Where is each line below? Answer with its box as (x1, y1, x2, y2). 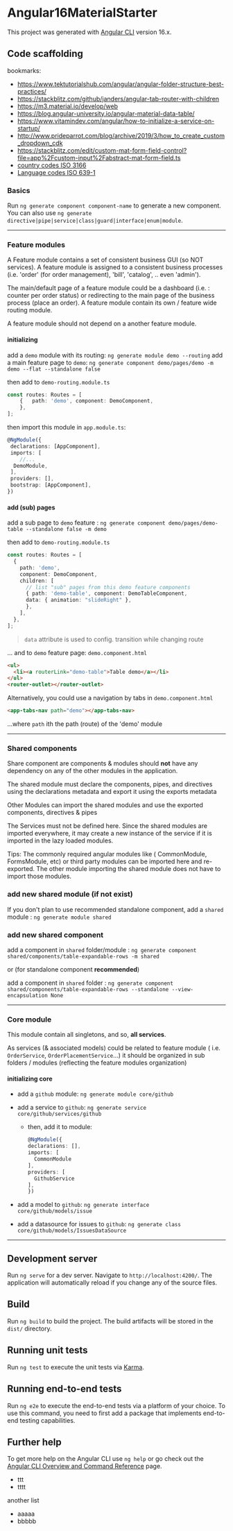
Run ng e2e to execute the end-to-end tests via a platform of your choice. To (7, 1401, 226, 1410)
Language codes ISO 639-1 (17, 168, 96, 176)
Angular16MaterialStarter (7, 5, 157, 21)
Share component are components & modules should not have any (7, 759, 198, 768)
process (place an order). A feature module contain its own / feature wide (7, 298, 217, 307)
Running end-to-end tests (7, 1383, 122, 1395)
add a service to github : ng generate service (17, 1103, 147, 1112)
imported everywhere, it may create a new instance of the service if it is (7, 829, 213, 838)
